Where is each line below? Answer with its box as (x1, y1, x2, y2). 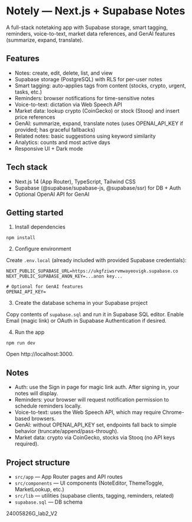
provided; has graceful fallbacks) (14, 126, 96, 133)
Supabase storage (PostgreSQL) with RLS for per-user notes (14, 75, 162, 82)
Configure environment (14, 245, 71, 253)
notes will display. (14, 390, 58, 397)
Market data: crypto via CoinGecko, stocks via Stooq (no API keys (14, 434, 175, 441)
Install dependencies (14, 224, 66, 231)
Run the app (14, 329, 45, 336)
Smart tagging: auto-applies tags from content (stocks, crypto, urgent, (14, 82, 186, 89)
